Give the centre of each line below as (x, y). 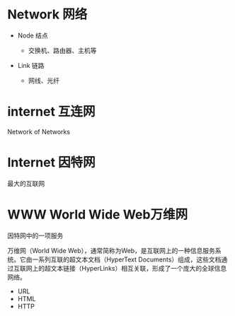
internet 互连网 (51, 112)
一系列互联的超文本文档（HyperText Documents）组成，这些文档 (126, 259)
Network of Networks (39, 131)
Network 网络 (47, 14)
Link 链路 (31, 65)
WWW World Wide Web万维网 (98, 215)
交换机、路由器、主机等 (62, 50)
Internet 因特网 (51, 163)
